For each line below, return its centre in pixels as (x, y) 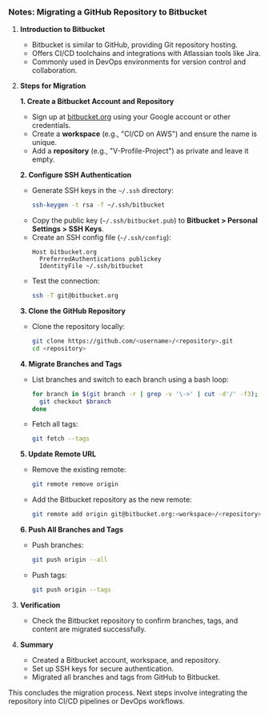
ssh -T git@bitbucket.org (75, 296)
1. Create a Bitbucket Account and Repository (97, 102)
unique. (44, 142)
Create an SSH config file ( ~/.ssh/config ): (102, 238)
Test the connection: (66, 281)
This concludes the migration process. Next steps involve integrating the (128, 692)
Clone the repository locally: (78, 327)
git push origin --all (70, 560)
